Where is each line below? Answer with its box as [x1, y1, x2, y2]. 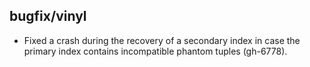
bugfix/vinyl [9, 8, 87, 25]
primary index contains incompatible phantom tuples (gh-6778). [23, 45, 288, 57]
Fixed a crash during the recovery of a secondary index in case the [23, 34, 301, 46]
